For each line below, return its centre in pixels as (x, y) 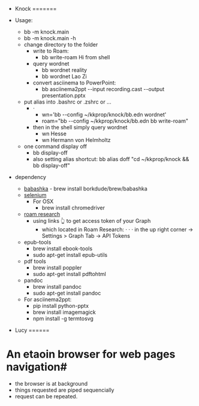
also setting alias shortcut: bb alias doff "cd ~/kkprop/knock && (111, 159)
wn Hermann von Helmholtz (76, 140)
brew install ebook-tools (63, 249)
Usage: (24, 20)
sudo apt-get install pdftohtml (69, 274)
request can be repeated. (46, 396)
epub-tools (37, 242)
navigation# (37, 367)
